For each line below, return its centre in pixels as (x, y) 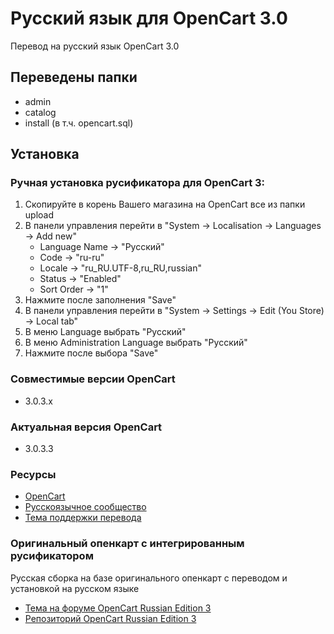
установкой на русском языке (75, 588)
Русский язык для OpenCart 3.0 (149, 18)
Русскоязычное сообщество (85, 507)
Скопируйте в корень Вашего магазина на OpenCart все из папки (165, 204)
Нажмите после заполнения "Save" (100, 300)
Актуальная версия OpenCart (86, 427)
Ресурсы (33, 474)
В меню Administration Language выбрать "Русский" (136, 343)
